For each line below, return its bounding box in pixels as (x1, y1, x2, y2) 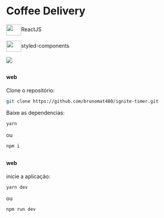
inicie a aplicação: (6, 173, 51, 180)
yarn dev (6, 184, 28, 190)
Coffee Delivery (6, 4, 86, 18)
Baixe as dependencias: (6, 109, 65, 116)
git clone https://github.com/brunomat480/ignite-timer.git (6, 98, 159, 104)
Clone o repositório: (6, 86, 55, 94)
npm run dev (6, 207, 36, 213)
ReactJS (21, 26, 42, 33)
